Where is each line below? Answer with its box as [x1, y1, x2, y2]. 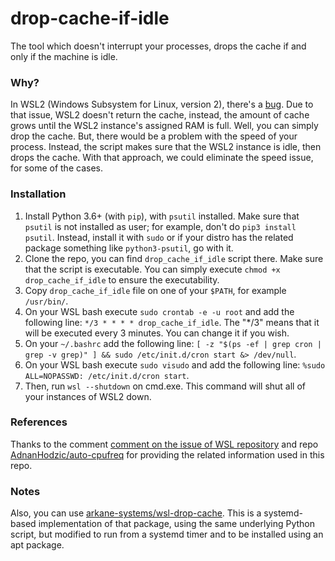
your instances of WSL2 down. [24, 390, 152, 402]
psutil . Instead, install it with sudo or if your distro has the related [24, 231, 294, 243]
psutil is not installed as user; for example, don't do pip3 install [24, 220, 297, 232]
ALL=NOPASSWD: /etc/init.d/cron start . [24, 369, 190, 381]
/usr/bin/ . [24, 295, 69, 307]
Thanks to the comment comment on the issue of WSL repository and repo [10, 438, 319, 450]
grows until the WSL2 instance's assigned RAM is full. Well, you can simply [10, 120, 319, 132]
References [10, 415, 68, 429]
